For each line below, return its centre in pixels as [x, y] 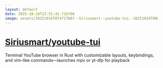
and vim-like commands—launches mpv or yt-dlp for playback [67, 60]
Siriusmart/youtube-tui [53, 42]
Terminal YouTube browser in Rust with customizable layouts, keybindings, [80, 55]
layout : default [21, 9]
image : [12, 18]
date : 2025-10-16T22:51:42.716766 [40, 14]
